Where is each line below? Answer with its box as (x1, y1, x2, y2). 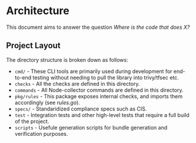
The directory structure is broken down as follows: (6, 56, 128, 63)
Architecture (6, 4, 69, 18)
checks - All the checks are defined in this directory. (14, 80, 140, 87)
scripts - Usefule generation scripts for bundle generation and (14, 124, 168, 131)
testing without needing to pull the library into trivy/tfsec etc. (32, 74, 180, 81)
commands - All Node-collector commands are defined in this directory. (14, 87, 184, 94)
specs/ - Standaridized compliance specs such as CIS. (14, 105, 147, 112)
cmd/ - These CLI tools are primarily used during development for (14, 68, 172, 75)
